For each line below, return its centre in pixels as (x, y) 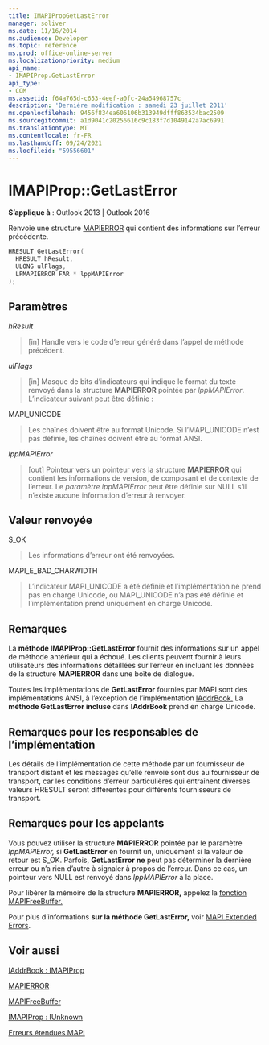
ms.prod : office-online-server (61, 53)
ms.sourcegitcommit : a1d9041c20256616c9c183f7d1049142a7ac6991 (116, 121)
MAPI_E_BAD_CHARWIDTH (53, 571)
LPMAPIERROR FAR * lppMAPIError (70, 274)
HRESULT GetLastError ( (46, 252)
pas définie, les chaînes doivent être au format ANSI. (115, 438)
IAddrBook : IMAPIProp (47, 970)
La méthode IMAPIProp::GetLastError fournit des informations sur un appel (134, 648)
